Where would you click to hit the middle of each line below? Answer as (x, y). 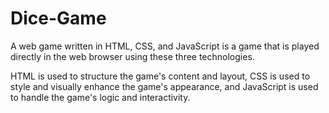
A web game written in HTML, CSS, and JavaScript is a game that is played (165, 46)
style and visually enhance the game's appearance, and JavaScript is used (164, 86)
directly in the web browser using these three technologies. (132, 56)
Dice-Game (58, 18)
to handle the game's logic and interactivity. (100, 97)
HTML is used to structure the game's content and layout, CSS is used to (160, 76)
